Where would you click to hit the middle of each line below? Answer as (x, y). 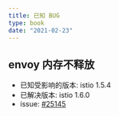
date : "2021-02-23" (41, 30)
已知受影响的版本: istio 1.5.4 (65, 85)
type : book (26, 23)
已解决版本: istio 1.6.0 (55, 95)
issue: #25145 (43, 104)
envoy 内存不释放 (52, 64)
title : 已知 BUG (34, 15)
